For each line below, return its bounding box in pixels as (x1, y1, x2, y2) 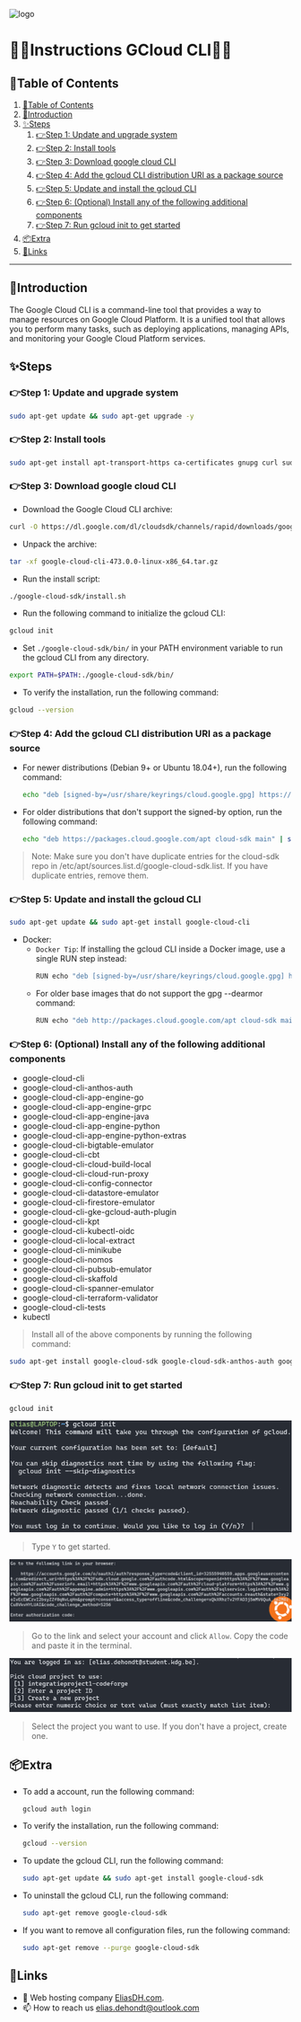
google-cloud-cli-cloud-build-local (21, 1159, 151, 1170)
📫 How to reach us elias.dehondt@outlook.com (21, 2002, 200, 2013)
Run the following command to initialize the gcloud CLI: (21, 607, 226, 619)
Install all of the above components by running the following (30, 1329, 253, 1340)
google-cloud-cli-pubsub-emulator (21, 1264, 152, 1275)
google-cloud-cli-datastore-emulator (21, 1187, 159, 1199)
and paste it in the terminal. (30, 1640, 133, 1651)
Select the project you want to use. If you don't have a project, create (30, 1721, 288, 1732)
